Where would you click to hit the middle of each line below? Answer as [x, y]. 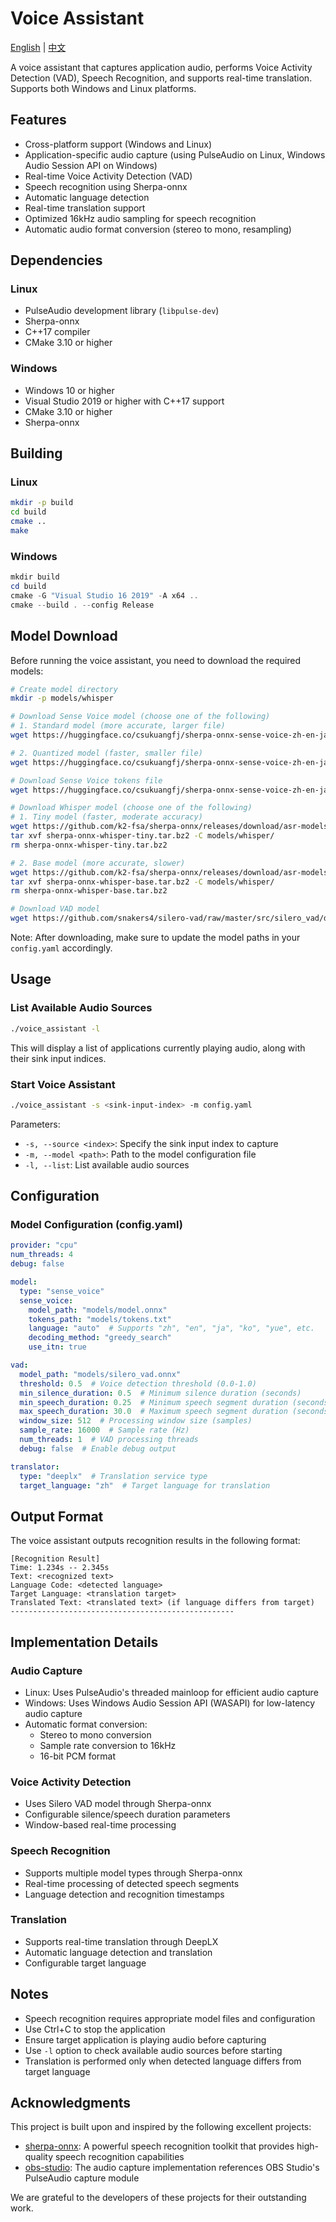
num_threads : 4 [42, 1255]
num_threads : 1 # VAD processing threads [109, 1440]
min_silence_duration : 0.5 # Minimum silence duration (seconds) [160, 1393]
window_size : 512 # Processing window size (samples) [136, 1421]
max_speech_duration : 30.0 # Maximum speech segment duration [153, 1412]
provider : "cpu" [44, 1245]
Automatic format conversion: [86, 1724]
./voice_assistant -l [55, 1028]
